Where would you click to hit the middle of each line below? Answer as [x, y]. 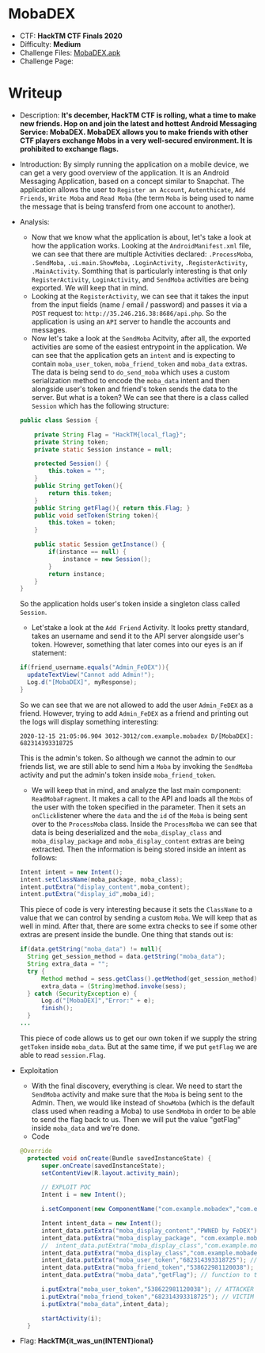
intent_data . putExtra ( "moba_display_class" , [115, 1253]
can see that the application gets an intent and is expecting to [133, 355]
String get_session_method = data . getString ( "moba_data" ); [127, 957]
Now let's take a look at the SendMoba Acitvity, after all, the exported [141, 338]
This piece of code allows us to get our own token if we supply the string [138, 1038]
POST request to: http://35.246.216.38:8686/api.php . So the [129, 313]
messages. [49, 329]
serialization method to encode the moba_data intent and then [131, 380]
